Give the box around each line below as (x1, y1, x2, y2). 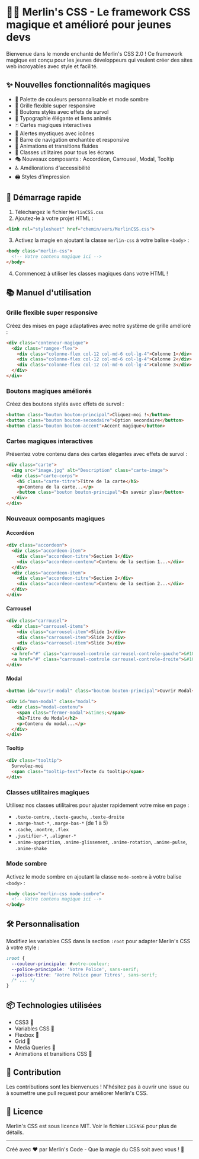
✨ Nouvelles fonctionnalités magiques (6, 80, 151, 90)
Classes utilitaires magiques (6, 788, 90, 796)
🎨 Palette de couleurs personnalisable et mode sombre (14, 95, 149, 103)
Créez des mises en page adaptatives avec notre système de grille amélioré (6, 322, 191, 329)
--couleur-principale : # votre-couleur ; (11, 960, 110, 967)
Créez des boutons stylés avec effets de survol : (6, 400, 124, 408)
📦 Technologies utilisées (6, 1000, 102, 1010)
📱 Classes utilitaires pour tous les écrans (14, 148, 114, 156)
